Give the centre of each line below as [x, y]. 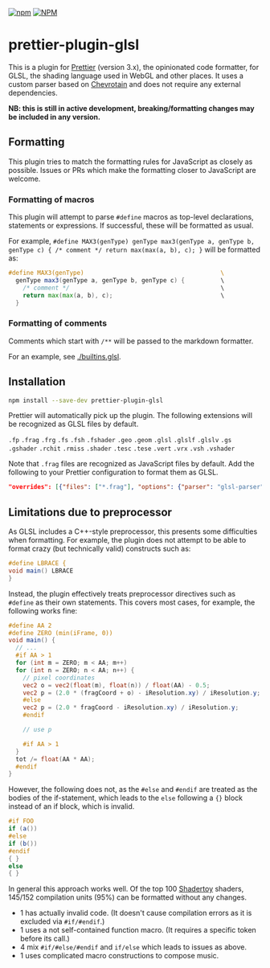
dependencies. [33, 92]
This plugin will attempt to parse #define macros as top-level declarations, [131, 217]
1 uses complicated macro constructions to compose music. [119, 956]
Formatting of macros [51, 199]
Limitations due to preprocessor [90, 512]
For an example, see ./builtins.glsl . [65, 356]
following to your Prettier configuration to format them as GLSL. [113, 472]
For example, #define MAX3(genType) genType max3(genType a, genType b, [131, 241]
